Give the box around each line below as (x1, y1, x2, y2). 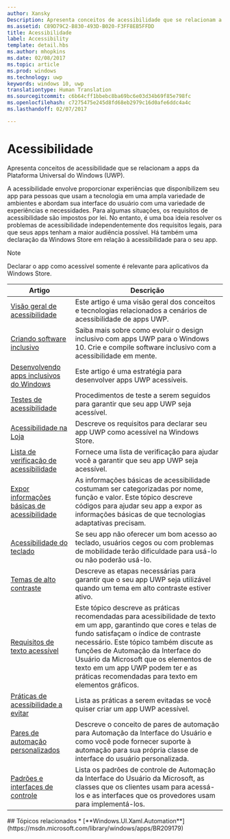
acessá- (187, 782, 216, 792)
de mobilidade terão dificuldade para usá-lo (75, 546, 217, 556)
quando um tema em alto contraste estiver (75, 583, 211, 593)
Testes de (10, 395, 42, 404)
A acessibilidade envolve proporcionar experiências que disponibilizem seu (7, 184, 220, 193)
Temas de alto (10, 574, 56, 584)
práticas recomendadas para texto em (75, 671, 198, 681)
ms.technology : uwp (7, 73, 63, 81)
